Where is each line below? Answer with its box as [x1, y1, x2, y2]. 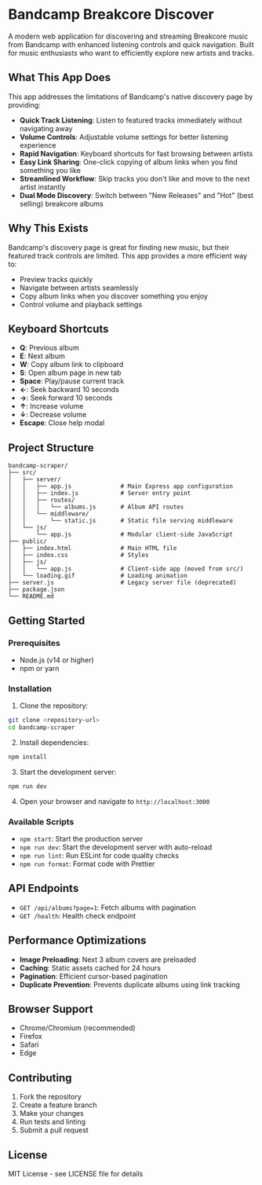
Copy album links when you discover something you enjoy [19, 291, 208, 300]
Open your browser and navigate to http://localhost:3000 [19, 796, 210, 806]
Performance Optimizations [8, 934, 147, 948]
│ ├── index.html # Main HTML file [8, 545, 177, 552]
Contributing [8, 1071, 72, 1084]
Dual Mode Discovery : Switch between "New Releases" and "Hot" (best [19, 190, 253, 200]
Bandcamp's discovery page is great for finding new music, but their [8, 242, 230, 252]
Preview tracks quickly [19, 274, 93, 284]
